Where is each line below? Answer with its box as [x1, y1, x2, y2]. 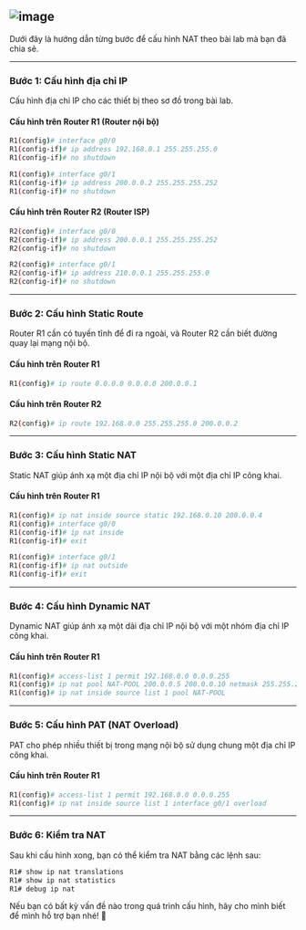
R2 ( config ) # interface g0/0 [9, 226, 117, 235]
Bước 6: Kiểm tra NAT [9, 829, 107, 841]
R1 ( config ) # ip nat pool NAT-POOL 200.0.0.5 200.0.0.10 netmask [9, 680, 259, 689]
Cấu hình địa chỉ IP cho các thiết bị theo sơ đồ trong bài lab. [9, 95, 234, 106]
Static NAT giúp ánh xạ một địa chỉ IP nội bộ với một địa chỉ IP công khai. [9, 469, 282, 480]
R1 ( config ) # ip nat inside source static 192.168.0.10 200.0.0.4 [9, 510, 262, 520]
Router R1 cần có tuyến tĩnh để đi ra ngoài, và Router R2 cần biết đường [9, 328, 278, 339]
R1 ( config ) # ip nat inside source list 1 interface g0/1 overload [9, 799, 267, 808]
